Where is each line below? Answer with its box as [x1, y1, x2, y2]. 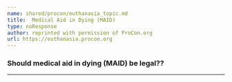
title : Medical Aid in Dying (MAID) [7, 17, 116, 23]
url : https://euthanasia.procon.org [7, 36, 113, 43]
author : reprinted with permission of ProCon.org [7, 29, 153, 37]
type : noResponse [7, 23, 57, 30]
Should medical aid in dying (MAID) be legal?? [7, 59, 164, 68]
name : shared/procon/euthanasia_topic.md [7, 10, 128, 17]
